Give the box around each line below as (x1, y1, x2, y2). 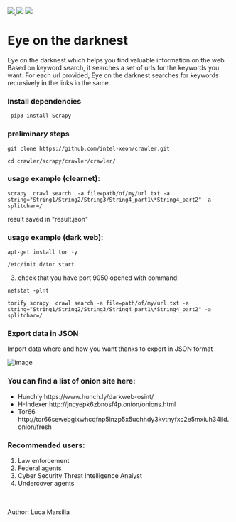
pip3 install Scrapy (10, 112, 72, 120)
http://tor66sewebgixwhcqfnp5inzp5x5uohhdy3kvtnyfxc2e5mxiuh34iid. (17, 415, 230, 423)
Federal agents (17, 464, 62, 472)
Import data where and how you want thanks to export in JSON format (7, 344, 213, 353)
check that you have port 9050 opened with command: (17, 273, 179, 282)
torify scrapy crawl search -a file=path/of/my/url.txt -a (7, 300, 190, 307)
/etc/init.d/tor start (7, 261, 75, 268)
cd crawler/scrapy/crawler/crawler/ (7, 157, 116, 165)
